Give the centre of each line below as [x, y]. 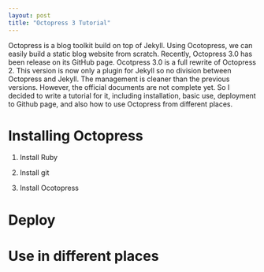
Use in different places [84, 256]
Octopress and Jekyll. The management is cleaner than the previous [119, 79]
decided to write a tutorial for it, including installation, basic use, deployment [132, 95]
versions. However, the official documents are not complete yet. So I [119, 87]
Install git [34, 173]
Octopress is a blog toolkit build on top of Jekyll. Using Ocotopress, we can [130, 45]
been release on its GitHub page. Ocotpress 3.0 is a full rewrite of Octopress [132, 62]
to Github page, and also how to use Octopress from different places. [121, 104]
